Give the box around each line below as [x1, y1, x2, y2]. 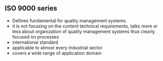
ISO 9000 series [5, 4, 57, 13]
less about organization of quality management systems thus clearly [12, 28, 155, 35]
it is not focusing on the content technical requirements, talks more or [12, 23, 158, 29]
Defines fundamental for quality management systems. [12, 17, 127, 23]
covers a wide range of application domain [12, 50, 102, 56]
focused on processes [12, 34, 59, 40]
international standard [12, 39, 58, 45]
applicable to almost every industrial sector [12, 44, 103, 50]
